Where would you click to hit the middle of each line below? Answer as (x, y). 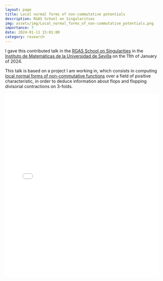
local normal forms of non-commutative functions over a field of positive (78, 76)
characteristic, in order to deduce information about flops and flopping (76, 81)
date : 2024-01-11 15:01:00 (32, 32)
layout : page (18, 10)
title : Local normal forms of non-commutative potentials (65, 14)
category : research (25, 37)
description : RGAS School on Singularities (50, 19)
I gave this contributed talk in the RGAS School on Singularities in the (74, 51)
